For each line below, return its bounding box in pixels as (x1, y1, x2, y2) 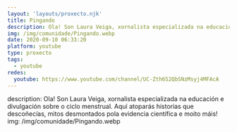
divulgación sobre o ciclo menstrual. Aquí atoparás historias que (7, 103, 194, 111)
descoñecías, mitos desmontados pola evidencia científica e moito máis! (7, 110, 218, 118)
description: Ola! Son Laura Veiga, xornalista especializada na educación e (7, 95, 224, 103)
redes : (7, 69, 27, 76)
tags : (7, 56, 23, 63)
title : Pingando (7, 17, 55, 24)
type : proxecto (7, 50, 52, 57)
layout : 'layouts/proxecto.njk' (7, 10, 102, 18)
